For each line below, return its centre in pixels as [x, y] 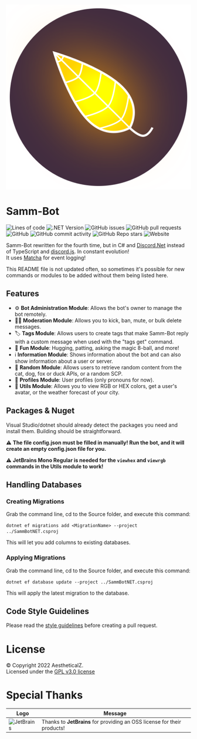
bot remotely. [30, 314]
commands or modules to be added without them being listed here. [87, 275]
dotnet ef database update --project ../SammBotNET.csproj [80, 582]
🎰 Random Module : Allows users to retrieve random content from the [98, 367]
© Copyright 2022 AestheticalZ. [45, 666]
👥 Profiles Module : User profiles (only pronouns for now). [84, 380]
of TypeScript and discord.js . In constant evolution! [68, 251]
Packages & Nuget [40, 411]
